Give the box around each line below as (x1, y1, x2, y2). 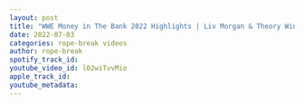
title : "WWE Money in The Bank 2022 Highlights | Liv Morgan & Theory (9, 22, 281, 31)
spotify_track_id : (9, 55, 79, 64)
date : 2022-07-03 (9, 30, 75, 39)
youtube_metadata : (9, 80, 79, 90)
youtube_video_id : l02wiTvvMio (9, 64, 128, 73)
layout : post (9, 13, 59, 23)
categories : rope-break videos (9, 38, 128, 48)
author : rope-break (9, 47, 83, 56)
